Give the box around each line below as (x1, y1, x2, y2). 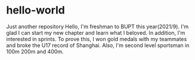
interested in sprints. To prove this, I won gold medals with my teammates (6, 35, 187, 42)
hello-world (6, 4, 66, 17)
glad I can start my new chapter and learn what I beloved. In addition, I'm (6, 29, 185, 36)
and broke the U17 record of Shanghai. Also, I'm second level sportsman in (6, 42, 190, 49)
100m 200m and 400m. (6, 48, 64, 55)
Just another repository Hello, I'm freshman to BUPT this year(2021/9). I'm (6, 23, 189, 30)
